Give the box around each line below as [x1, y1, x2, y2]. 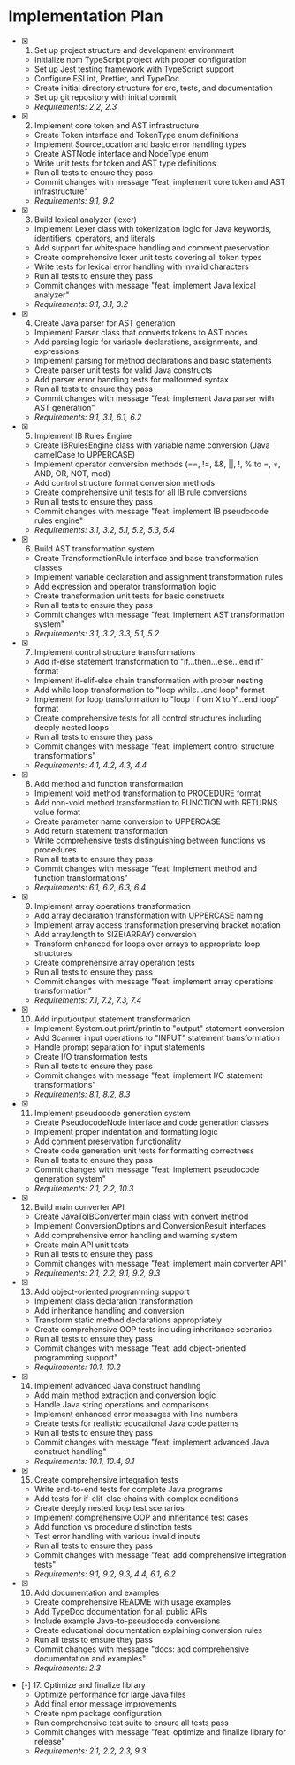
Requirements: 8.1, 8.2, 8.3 [34, 1089, 131, 1099]
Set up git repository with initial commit [34, 91, 178, 103]
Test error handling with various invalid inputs [34, 1530, 200, 1541]
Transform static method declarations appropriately [34, 1314, 223, 1325]
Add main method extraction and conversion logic [34, 1390, 216, 1400]
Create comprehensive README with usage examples [34, 1596, 231, 1607]
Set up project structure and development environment [34, 44, 235, 55]
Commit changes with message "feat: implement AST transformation [34, 609, 284, 620]
